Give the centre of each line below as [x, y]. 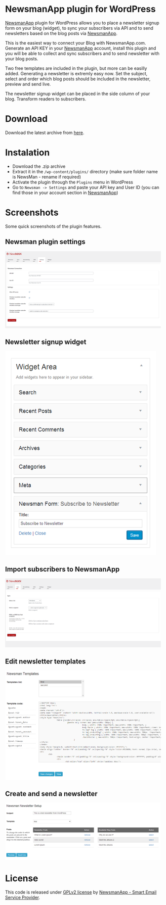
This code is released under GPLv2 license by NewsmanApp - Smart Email [81, 892]
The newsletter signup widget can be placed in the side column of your [78, 94]
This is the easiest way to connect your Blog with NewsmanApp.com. [76, 43]
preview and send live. [28, 84]
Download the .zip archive [39, 166]
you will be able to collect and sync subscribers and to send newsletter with [82, 53]
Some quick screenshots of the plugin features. [53, 226]
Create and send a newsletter [51, 793]
